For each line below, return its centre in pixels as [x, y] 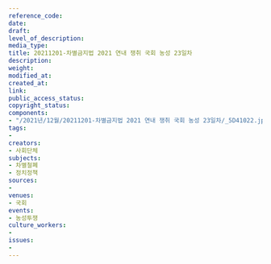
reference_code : [35, 16]
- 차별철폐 [23, 166]
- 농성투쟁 [23, 218]
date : [17, 23]
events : [21, 210]
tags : [17, 128]
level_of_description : [46, 38]
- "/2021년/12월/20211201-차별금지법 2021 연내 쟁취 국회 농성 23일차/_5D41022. [133, 121]
